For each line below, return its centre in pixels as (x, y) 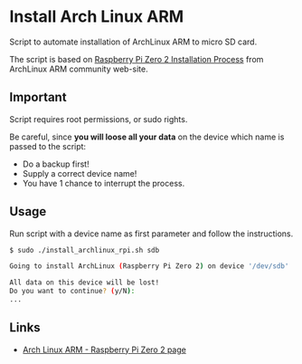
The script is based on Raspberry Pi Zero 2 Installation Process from (137, 59)
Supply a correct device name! (80, 173)
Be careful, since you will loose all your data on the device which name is (147, 137)
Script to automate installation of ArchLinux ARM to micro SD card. (133, 42)
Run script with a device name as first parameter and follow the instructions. (151, 234)
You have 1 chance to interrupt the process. (104, 183)
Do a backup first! (56, 164)
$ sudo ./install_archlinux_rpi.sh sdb (85, 250)
